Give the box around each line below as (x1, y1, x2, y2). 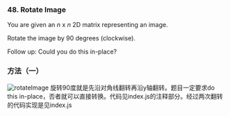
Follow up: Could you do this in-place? (7, 47, 117, 56)
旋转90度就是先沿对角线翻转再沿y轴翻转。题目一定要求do (50, 83, 215, 92)
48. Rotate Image (7, 5, 66, 15)
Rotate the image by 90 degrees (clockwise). (7, 34, 135, 42)
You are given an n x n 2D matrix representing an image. (7, 21, 168, 29)
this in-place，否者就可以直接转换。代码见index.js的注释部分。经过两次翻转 (7, 92, 224, 100)
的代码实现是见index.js (7, 101, 72, 109)
